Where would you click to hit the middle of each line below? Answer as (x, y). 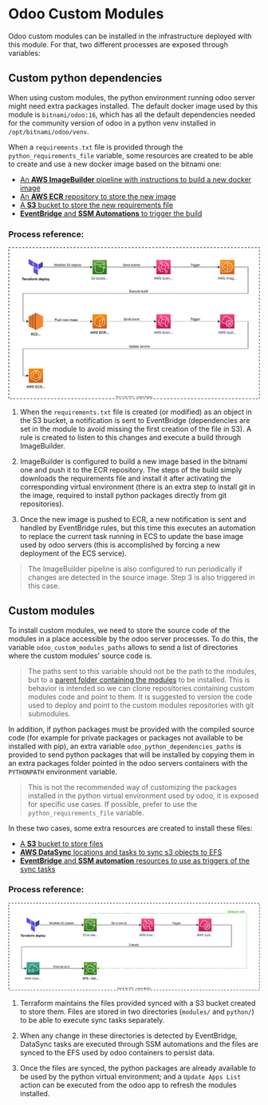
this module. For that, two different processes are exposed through (118, 44)
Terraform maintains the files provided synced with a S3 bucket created (138, 1003)
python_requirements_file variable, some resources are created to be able (131, 155)
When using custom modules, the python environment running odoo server (132, 98)
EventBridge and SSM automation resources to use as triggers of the (134, 860)
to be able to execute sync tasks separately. (92, 1020)
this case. (43, 585)
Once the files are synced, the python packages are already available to (138, 1068)
